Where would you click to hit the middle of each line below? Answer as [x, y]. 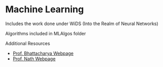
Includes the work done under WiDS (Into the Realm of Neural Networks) [82, 24]
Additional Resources [28, 43]
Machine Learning [45, 9]
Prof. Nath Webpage [34, 59]
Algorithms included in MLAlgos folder [45, 33]
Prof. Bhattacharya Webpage [43, 53]
